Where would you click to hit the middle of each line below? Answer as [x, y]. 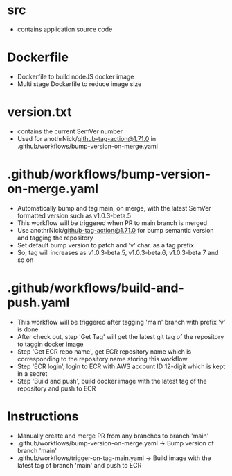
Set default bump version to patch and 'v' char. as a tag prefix [105, 245]
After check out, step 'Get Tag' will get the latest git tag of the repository [121, 336]
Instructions [43, 416]
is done [28, 329]
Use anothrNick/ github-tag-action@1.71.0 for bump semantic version [115, 230]
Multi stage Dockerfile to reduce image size [79, 84]
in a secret [32, 373]
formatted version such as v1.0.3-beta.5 [74, 215]
